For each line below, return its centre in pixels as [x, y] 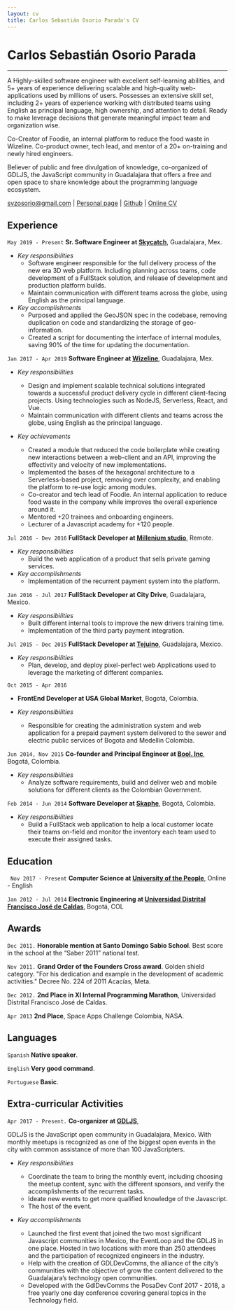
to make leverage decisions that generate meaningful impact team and [109, 118]
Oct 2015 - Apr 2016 [37, 686]
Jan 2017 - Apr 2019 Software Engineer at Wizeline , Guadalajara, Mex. [111, 358]
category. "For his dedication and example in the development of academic [115, 974]
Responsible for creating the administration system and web [114, 726]
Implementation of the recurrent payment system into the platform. [124, 581]
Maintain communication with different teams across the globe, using [127, 293]
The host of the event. [60, 1206]
